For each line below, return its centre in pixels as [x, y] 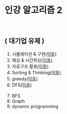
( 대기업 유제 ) [25, 41]
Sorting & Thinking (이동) [36, 72]
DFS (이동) [22, 85]
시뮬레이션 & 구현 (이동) [34, 54]
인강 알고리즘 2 [33, 10]
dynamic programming [35, 106]
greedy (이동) [25, 79]
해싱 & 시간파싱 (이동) [32, 60]
